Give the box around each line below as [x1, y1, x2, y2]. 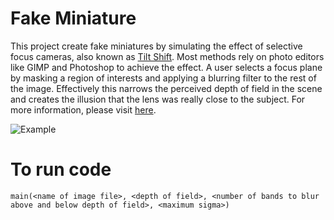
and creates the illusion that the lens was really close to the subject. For [10, 93, 306, 105]
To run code [10, 158, 112, 181]
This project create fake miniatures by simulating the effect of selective [10, 40, 303, 52]
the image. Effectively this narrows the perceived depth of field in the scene [10, 82, 323, 94]
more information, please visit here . [10, 103, 157, 116]
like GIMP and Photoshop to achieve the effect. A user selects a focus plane [10, 61, 323, 73]
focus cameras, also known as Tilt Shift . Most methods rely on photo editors [10, 50, 325, 62]
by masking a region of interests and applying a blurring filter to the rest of [10, 72, 317, 84]
